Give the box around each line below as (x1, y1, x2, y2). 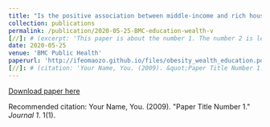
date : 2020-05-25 (8, 42, 67, 50)
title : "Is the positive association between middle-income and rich (8, 11, 247, 20)
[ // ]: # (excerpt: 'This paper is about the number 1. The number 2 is (8, 34, 253, 43)
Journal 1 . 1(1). (8, 110, 56, 120)
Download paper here (8, 86, 80, 96)
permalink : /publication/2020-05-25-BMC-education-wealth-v (8, 27, 215, 35)
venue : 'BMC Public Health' (8, 49, 103, 57)
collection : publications (8, 19, 95, 27)
